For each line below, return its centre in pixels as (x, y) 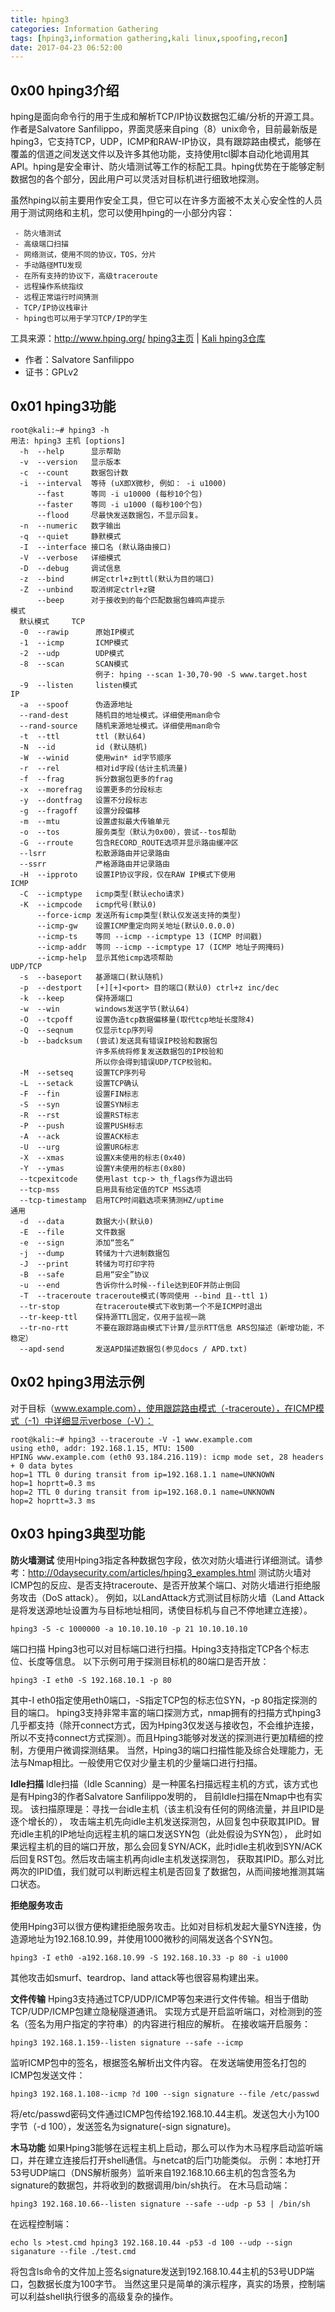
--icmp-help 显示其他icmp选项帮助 (104, 957)
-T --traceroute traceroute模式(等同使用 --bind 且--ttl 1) (144, 1296)
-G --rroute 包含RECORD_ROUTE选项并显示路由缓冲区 (129, 842)
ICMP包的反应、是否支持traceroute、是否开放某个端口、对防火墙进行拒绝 (161, 1585)
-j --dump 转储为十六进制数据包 (94, 1253)
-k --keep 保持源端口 (76, 998)
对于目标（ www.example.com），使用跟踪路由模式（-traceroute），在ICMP (163, 1408)
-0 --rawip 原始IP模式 (77, 632)
